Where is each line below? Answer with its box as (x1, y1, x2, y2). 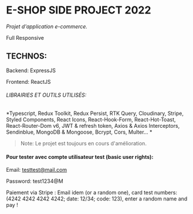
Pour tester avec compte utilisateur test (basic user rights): (6, 153, 154, 160)
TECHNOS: (6, 51, 47, 62)
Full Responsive (6, 34, 44, 41)
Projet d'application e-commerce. (6, 23, 88, 30)
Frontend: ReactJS (6, 78, 51, 85)
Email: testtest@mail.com (6, 167, 67, 174)
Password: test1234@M (6, 178, 63, 185)
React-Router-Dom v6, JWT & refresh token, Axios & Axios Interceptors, (6, 122, 180, 129)
